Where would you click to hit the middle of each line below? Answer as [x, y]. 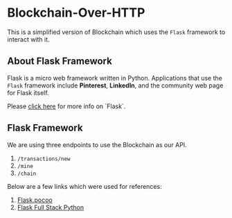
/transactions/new [44, 159]
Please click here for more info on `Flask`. [66, 106]
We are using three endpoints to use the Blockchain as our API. [97, 144]
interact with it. [28, 39]
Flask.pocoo [35, 200]
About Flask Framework [60, 61]
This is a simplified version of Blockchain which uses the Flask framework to [116, 32]
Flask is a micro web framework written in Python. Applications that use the [115, 78]
